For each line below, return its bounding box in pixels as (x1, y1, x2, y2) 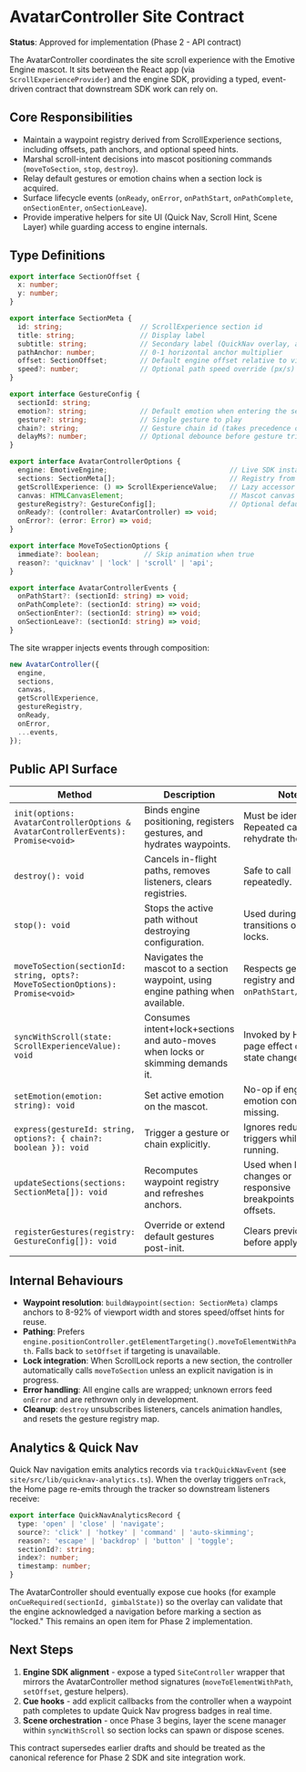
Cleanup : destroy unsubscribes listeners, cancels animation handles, (22, 1403, 283, 1415)
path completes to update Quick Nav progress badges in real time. (22, 1704, 272, 1716)
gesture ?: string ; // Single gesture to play (17, 415, 243, 424)
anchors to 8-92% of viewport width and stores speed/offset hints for (22, 1307, 285, 1318)
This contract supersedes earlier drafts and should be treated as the (9, 1742, 266, 1753)
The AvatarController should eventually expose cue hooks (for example (9, 1587, 276, 1598)
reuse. (22, 1317, 47, 1328)
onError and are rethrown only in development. (22, 1394, 199, 1405)
